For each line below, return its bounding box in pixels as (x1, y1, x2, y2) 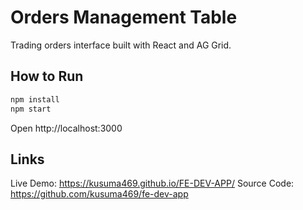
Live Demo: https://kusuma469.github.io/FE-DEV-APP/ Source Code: (10, 177, 295, 190)
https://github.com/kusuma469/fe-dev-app (10, 188, 189, 200)
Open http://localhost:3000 (10, 122, 123, 134)
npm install (10, 94, 60, 105)
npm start (10, 104, 52, 114)
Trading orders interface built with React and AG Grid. (10, 39, 232, 51)
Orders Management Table (10, 6, 238, 29)
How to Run (10, 68, 84, 85)
